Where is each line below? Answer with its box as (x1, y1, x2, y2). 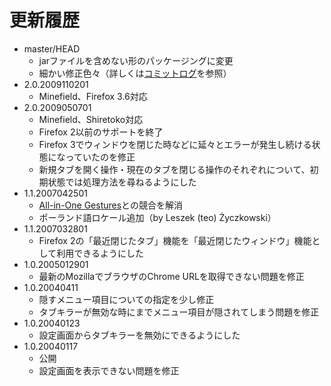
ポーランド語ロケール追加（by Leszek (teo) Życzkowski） (38, 211, 277, 223)
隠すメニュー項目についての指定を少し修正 (38, 293, 215, 305)
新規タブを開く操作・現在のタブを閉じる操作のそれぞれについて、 (38, 163, 311, 175)
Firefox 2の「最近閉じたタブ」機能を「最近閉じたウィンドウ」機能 (38, 234, 312, 246)
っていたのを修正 (65, 151, 136, 163)
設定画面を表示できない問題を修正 (38, 364, 180, 376)
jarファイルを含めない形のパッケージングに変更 (38, 54, 234, 66)
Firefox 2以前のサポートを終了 (38, 126, 164, 138)
